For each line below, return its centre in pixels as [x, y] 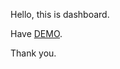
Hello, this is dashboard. [60, 14]
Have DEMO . [36, 33]
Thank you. [33, 53]
